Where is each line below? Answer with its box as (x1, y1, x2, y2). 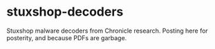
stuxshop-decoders (6, 4, 124, 20)
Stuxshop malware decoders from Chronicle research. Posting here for (6, 27, 208, 35)
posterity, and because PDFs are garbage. (6, 33, 127, 42)
